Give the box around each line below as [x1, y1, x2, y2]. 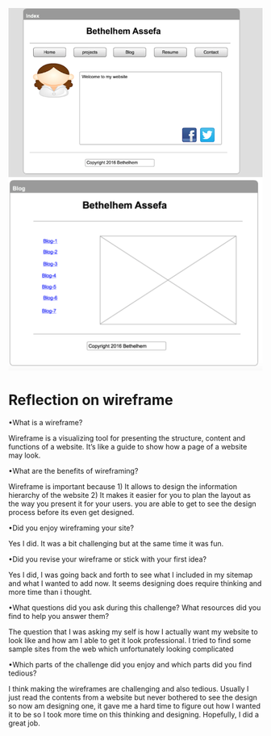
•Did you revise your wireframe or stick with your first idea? [8, 554, 207, 564]
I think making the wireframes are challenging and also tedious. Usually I [8, 684, 249, 694]
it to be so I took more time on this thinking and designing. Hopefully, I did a [8, 710, 260, 720]
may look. [8, 450, 41, 460]
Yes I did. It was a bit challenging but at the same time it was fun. [8, 539, 224, 549]
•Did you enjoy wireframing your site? [8, 523, 135, 533]
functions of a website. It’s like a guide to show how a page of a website [8, 442, 248, 452]
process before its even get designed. [8, 508, 135, 517]
